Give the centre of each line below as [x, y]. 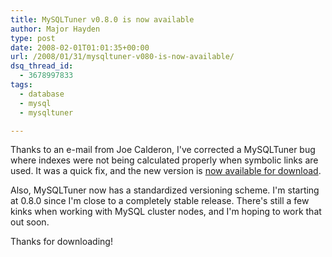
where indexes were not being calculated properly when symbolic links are [164, 160]
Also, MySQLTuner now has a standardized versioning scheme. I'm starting [165, 190]
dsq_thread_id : [42, 66]
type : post [33, 38]
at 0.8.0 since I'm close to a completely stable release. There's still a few [160, 201]
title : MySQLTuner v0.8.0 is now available [102, 19]
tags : [21, 85]
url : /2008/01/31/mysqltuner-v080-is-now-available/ [122, 57]
